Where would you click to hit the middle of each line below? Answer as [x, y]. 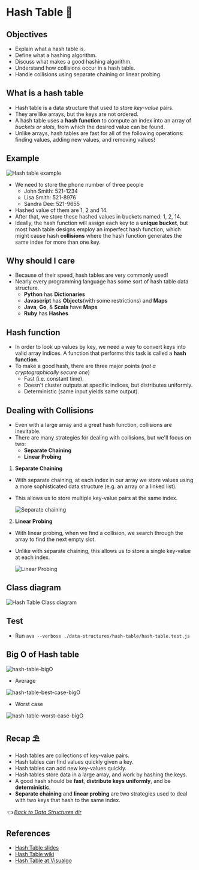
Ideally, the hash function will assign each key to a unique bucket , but [101, 223]
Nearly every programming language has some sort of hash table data [102, 282]
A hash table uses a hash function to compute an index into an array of [103, 120]
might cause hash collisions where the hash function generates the [98, 235]
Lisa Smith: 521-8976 [50, 197]
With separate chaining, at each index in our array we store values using [104, 480]
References [28, 833]
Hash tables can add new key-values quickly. [71, 769]
